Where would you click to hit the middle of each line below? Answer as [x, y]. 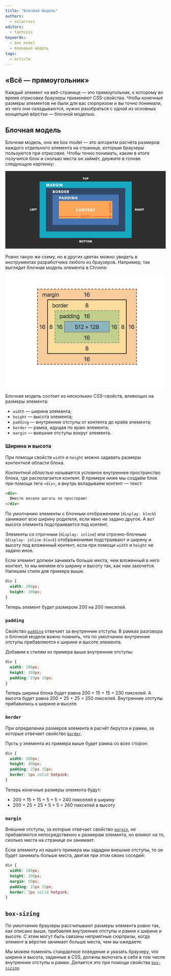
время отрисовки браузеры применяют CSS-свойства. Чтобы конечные [84, 98]
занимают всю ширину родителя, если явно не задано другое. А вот [80, 519]
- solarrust [23, 21]
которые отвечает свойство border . [44, 733]
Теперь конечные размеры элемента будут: [53, 790]
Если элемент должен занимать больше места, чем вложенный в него [82, 560]
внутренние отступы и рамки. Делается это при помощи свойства [78, 963]
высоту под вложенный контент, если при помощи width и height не [79, 545]
